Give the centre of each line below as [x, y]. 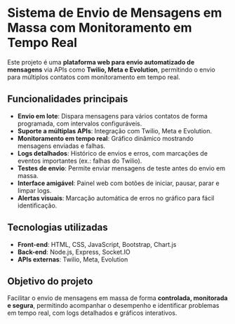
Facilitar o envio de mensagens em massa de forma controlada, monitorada [117, 298]
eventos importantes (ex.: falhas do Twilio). [80, 161]
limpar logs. [34, 190]
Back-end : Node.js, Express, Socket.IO [74, 252]
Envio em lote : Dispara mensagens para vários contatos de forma [113, 116]
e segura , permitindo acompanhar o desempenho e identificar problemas [113, 306]
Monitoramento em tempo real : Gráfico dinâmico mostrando [106, 138]
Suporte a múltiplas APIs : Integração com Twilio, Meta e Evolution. [115, 130]
